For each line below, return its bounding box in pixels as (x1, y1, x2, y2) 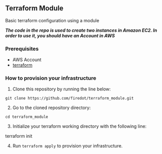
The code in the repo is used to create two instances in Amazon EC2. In (5, 27, 157, 33)
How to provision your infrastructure (5, 75, 97, 82)
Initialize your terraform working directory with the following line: (12, 123, 147, 129)
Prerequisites (5, 45, 39, 52)
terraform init (5, 133, 33, 139)
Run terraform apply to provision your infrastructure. (12, 143, 123, 149)
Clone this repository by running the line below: (12, 86, 111, 92)
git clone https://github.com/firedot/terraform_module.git (5, 96, 134, 101)
